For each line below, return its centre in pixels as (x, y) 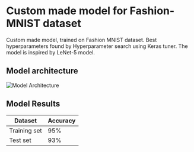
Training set (26, 130)
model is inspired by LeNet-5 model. (50, 52)
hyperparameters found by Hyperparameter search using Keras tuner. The (97, 46)
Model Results (33, 104)
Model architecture (42, 71)
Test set (20, 140)
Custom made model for (67, 11)
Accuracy (62, 121)
